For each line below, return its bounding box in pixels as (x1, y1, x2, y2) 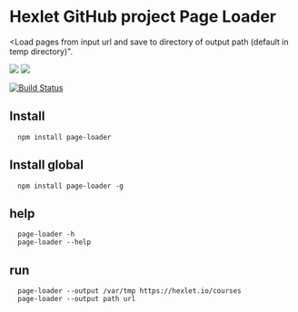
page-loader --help (17, 238, 92, 247)
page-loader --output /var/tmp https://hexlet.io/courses (17, 287, 243, 296)
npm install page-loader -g (17, 181, 124, 190)
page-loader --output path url (17, 295, 136, 304)
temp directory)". (9, 45, 74, 56)
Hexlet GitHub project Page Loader (9, 6, 277, 27)
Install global (9, 157, 84, 173)
